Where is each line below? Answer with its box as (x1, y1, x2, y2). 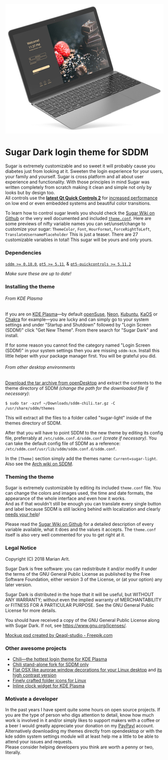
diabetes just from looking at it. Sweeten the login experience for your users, (5, 168, 163, 174)
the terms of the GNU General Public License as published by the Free (5, 571, 150, 577)
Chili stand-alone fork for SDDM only (12, 661, 89, 667)
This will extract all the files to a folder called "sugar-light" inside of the (5, 415, 152, 421)
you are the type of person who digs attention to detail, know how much (5, 712, 154, 718)
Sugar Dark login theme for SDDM (5, 146, 149, 158)
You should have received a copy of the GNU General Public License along (5, 617, 159, 623)
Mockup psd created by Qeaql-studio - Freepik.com (5, 632, 113, 638)
